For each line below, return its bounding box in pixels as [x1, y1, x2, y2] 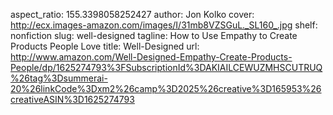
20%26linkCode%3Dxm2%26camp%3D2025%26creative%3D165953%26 [10, 83, 322, 94]
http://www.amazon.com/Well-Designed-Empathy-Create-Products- [10, 51, 293, 63]
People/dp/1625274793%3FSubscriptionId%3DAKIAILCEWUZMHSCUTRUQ [10, 62, 323, 73]
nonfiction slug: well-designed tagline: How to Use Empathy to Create [10, 30, 298, 41]
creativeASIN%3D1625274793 [10, 94, 135, 105]
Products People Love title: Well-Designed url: [10, 40, 200, 52]
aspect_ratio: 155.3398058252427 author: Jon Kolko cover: [10, 9, 255, 20]
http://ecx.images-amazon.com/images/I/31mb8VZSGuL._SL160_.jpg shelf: [10, 19, 318, 31]
